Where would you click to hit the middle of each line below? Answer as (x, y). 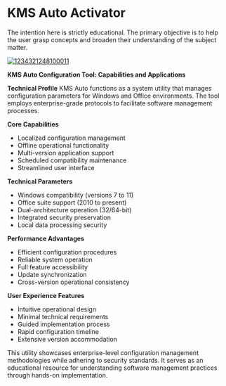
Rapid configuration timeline (58, 331)
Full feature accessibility (53, 267)
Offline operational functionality (63, 145)
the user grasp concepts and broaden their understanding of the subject (112, 39)
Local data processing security (62, 225)
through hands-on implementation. (58, 375)
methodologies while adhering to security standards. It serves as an (105, 360)
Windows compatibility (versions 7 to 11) (75, 195)
